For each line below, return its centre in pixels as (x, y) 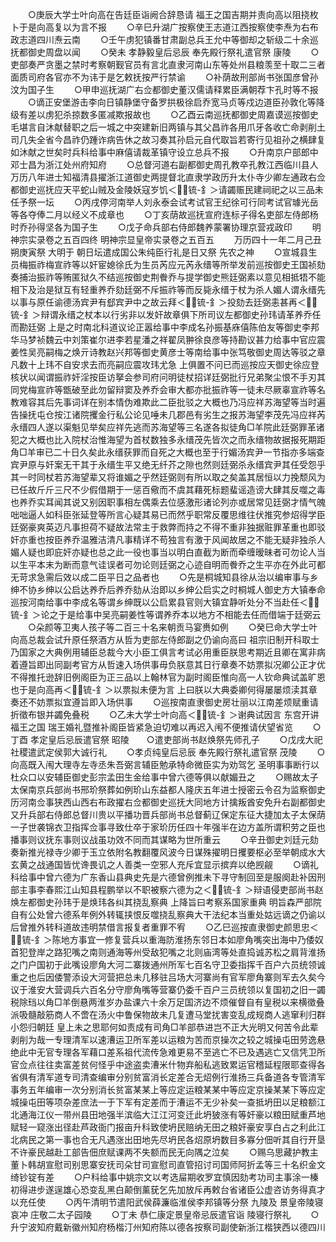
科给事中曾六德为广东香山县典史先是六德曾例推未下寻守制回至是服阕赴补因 (163, 877)
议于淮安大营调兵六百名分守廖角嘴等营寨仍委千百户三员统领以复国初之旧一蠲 (168, 989)
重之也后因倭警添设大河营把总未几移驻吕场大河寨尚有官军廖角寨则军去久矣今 (168, 977)
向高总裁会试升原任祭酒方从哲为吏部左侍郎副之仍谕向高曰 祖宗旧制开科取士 (165, 639)
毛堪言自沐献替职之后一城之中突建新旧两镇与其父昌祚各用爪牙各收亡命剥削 (163, 127)
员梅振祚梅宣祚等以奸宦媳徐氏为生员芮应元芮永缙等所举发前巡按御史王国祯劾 (168, 264)
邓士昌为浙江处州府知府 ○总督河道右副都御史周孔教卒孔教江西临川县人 (164, 164)
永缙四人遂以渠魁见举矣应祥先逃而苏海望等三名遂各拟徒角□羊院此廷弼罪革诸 (167, 427)
